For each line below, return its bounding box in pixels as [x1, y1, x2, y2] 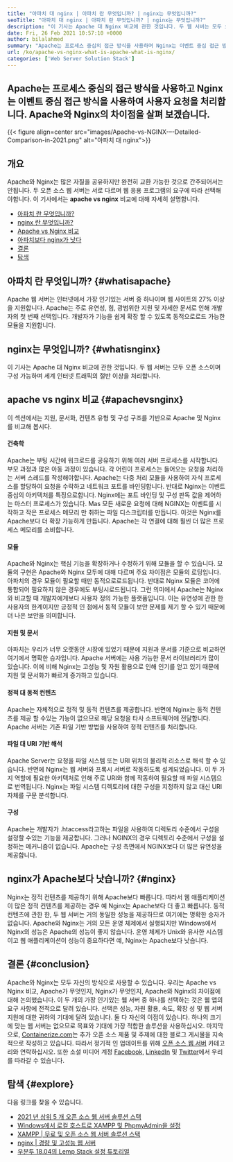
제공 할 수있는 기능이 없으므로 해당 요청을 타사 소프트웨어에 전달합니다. [19, 713, 211, 722]
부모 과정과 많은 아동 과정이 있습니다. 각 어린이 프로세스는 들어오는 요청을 [7, 465, 205, 474]
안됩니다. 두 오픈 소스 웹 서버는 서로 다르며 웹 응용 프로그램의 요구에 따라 [7, 187, 203, 195]
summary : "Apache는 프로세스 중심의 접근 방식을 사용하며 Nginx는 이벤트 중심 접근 [7, 42, 220, 49]
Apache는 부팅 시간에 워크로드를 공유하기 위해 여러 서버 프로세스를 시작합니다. [7, 456, 220, 465]
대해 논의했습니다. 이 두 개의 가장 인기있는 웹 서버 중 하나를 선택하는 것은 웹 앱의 [7, 996, 223, 1004]
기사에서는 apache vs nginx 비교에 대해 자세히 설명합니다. [40, 195, 200, 203]
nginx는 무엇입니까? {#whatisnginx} [7, 343, 161, 355]
